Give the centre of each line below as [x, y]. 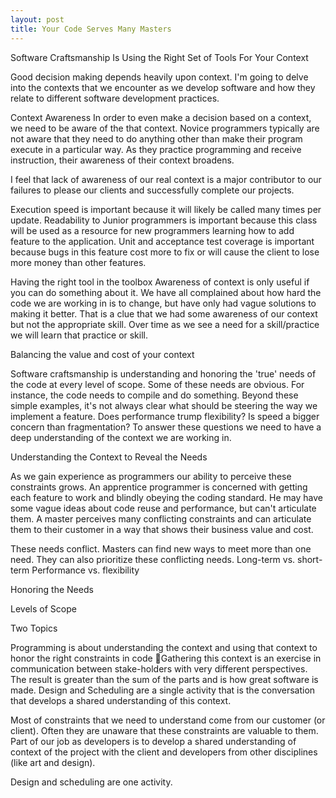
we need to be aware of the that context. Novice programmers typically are [165, 128]
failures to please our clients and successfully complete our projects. [152, 190]
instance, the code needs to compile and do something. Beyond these [154, 395]
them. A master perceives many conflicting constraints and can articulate [161, 518]
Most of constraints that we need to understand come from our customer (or [168, 720]
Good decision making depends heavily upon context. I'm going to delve [159, 77]
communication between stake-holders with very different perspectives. [159, 668]
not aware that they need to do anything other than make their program [156, 138]
